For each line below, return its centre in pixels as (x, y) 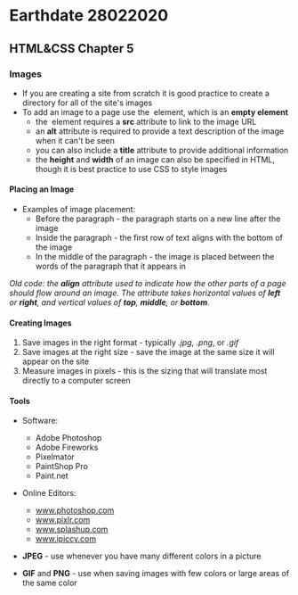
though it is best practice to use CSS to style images (131, 169)
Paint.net (52, 476)
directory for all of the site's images (87, 103)
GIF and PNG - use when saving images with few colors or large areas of (156, 574)
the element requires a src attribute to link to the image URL (146, 121)
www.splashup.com (72, 529)
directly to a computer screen (76, 381)
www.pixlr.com (63, 520)
